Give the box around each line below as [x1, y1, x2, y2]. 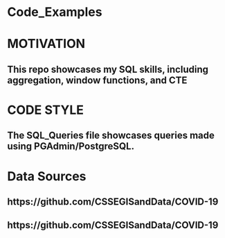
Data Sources [7, 168, 87, 184]
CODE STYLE [7, 102, 84, 118]
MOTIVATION [7, 36, 85, 52]
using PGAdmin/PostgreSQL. [7, 140, 135, 153]
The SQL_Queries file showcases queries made [7, 130, 215, 142]
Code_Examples [7, 4, 102, 20]
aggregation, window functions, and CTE [7, 74, 188, 86]
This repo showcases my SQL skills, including [7, 63, 209, 75]
